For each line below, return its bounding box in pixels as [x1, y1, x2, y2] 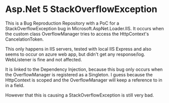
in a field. [5, 82, 25, 88]
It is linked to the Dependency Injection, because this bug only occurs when [5, 66, 163, 72]
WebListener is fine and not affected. [5, 56, 82, 62]
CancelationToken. [5, 36, 44, 42]
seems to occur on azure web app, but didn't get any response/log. [5, 51, 145, 57]
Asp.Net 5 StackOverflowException [5, 4, 157, 15]
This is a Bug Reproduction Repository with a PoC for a [5, 20, 120, 26]
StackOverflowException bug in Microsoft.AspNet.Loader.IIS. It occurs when [5, 25, 164, 31]
